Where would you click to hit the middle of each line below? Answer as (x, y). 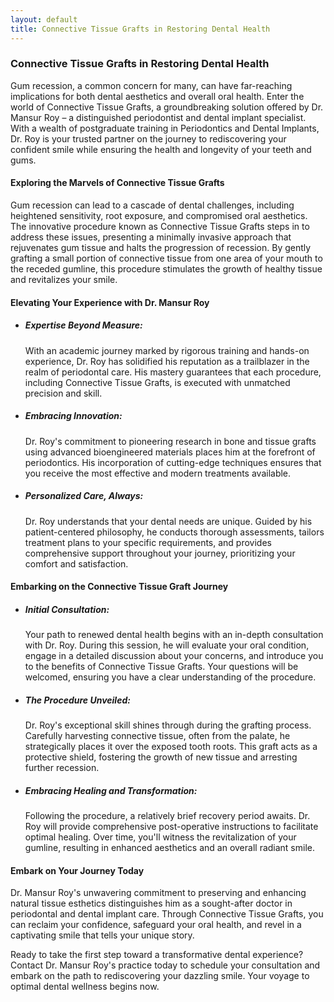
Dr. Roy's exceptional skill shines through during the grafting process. (168, 725)
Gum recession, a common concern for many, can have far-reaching (151, 85)
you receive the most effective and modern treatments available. (158, 473)
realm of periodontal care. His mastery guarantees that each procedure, (173, 372)
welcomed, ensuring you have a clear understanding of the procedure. (170, 677)
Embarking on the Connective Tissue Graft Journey (119, 587)
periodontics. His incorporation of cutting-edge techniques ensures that (173, 462)
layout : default (44, 19)
